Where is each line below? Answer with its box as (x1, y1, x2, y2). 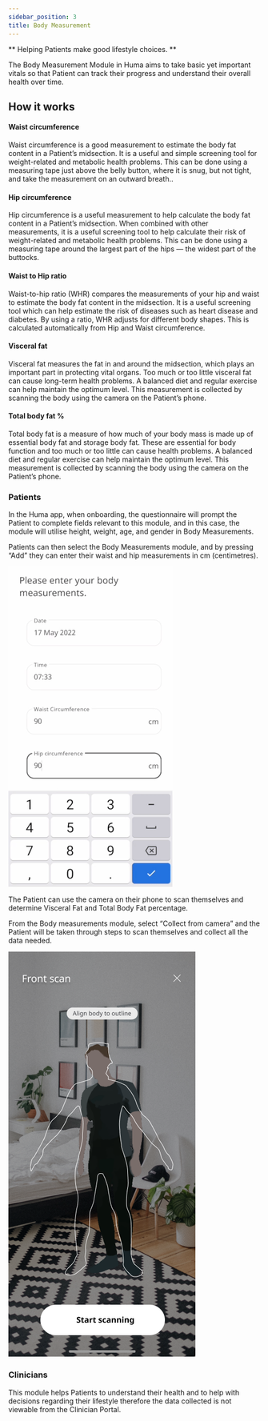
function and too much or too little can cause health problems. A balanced (8, 446, 254, 455)
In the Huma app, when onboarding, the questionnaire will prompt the (8, 510, 238, 519)
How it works (8, 100, 75, 114)
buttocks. (8, 253, 40, 262)
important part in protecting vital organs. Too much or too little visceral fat (8, 367, 252, 377)
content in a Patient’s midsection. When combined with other (8, 218, 209, 228)
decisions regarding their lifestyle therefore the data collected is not (8, 1396, 232, 1406)
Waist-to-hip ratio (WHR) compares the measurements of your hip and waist (8, 289, 260, 298)
